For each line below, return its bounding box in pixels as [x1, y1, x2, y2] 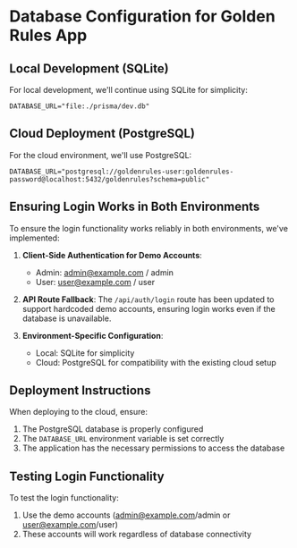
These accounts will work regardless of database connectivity [21, 529, 252, 540]
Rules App [9, 25, 88, 46]
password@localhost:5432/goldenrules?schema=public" [9, 174, 210, 184]
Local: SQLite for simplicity [35, 347, 135, 358]
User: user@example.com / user [35, 276, 155, 287]
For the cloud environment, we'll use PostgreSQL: [9, 149, 192, 160]
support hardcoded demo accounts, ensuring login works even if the [21, 303, 276, 314]
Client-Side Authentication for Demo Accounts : [21, 249, 203, 260]
